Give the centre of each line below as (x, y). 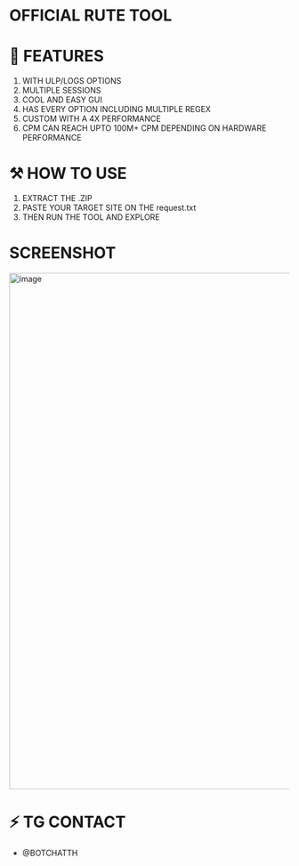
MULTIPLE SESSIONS (61, 91)
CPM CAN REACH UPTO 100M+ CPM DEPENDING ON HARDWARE (144, 128)
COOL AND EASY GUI (62, 100)
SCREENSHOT (63, 253)
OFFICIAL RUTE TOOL (91, 16)
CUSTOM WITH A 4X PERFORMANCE (92, 119)
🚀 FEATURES (57, 57)
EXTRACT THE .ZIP (57, 198)
